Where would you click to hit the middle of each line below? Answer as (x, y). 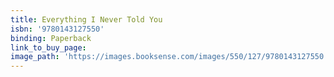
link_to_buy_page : (48, 47)
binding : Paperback (51, 38)
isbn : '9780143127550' (57, 29)
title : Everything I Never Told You (86, 19)
